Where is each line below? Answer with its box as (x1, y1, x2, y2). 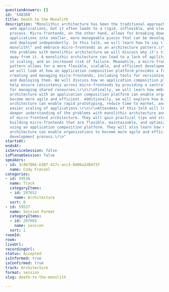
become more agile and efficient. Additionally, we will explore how (10, 96, 158, 101)
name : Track (10, 181, 35, 186)
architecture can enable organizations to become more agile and (10, 129, 150, 134)
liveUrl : (5, 242, 24, 247)
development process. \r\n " (10, 134, 66, 139)
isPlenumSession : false (5, 153, 55, 158)
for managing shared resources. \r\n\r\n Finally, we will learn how (10, 87, 154, 92)
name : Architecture (14, 195, 55, 200)
